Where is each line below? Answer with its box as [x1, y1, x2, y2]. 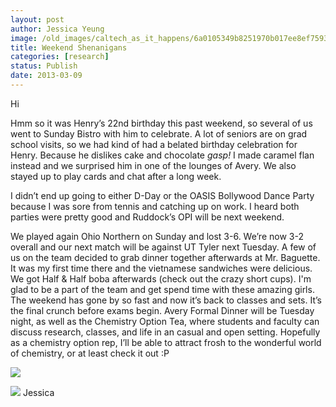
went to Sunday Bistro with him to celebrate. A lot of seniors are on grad [10, 127, 308, 140]
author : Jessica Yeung [10, 24, 105, 34]
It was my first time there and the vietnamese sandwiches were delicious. [10, 262, 313, 274]
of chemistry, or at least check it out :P [10, 347, 170, 359]
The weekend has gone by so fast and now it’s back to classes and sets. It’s [10, 294, 322, 306]
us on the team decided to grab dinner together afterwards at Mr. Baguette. [10, 251, 321, 263]
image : [10, 33, 38, 43]
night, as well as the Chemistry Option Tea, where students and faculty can [10, 315, 320, 327]
